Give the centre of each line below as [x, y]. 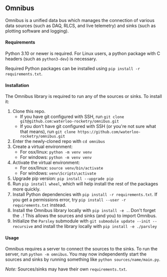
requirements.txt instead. [39, 205]
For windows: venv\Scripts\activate [58, 173]
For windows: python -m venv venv [56, 157]
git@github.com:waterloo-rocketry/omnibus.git [69, 121]
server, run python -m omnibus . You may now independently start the [76, 254]
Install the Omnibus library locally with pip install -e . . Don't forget [84, 210]
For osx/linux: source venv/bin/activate [62, 168]
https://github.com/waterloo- [109, 132]
